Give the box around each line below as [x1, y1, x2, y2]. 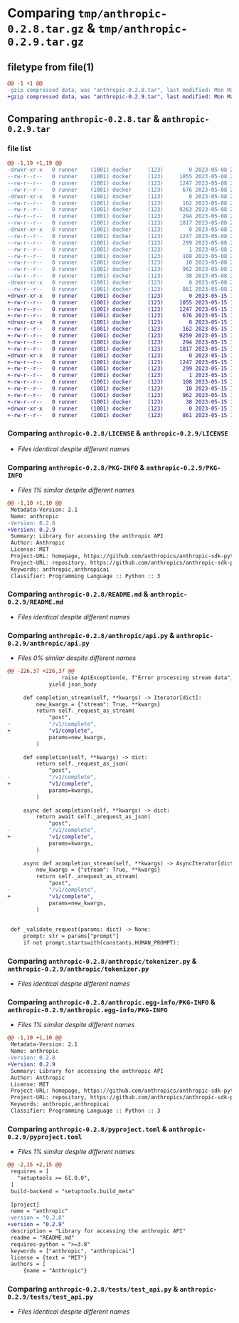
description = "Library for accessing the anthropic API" [10, 1227, 186, 1235]
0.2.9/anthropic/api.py [7, 639, 90, 647]
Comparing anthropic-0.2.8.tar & [7, 113, 160, 125]
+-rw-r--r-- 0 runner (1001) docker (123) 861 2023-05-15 [7, 411, 228, 418]
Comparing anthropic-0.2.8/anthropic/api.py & [7, 630, 175, 640]
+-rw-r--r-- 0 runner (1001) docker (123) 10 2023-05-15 [7, 385, 228, 393]
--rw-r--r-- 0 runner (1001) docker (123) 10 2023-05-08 [7, 259, 228, 267]
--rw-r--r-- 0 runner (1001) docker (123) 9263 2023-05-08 [7, 206, 228, 213]
